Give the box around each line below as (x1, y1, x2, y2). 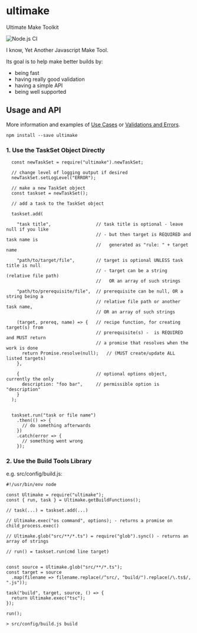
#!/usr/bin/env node (6, 482, 57, 488)
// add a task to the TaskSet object (11, 201, 104, 207)
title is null (6, 263, 41, 269)
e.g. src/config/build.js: (6, 470, 63, 477)
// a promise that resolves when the (96, 340, 189, 346)
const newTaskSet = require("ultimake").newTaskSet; (11, 159, 144, 166)
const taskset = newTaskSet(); (11, 191, 88, 196)
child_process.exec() (6, 523, 60, 529)
